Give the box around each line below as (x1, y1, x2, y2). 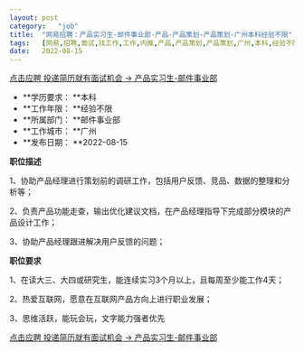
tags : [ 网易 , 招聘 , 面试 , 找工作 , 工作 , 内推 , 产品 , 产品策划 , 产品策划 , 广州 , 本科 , (9, 38, 273, 48)
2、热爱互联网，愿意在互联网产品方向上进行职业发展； (9, 294, 213, 305)
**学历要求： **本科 (22, 92, 97, 103)
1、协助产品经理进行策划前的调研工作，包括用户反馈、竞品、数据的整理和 (9, 175, 282, 186)
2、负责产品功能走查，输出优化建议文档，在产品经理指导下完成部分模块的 (9, 206, 284, 217)
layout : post (9, 13, 59, 23)
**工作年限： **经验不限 (22, 103, 113, 114)
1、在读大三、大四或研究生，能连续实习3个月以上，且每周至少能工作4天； (9, 274, 285, 285)
